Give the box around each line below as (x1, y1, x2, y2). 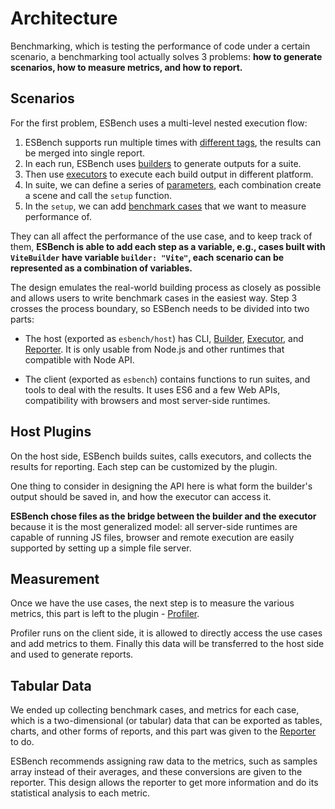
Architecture (10, 7, 118, 30)
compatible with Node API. (24, 353, 135, 366)
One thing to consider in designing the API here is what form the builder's (10, 480, 313, 492)
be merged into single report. (24, 147, 146, 159)
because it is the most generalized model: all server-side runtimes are (10, 520, 298, 532)
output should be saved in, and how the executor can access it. (10, 490, 272, 502)
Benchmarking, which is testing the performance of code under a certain (10, 40, 311, 52)
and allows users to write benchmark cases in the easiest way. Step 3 (10, 292, 298, 304)
